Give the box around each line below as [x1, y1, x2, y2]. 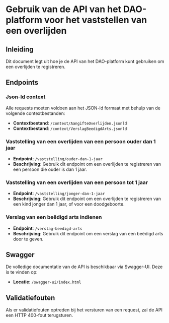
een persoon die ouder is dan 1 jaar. [13, 166, 87, 172]
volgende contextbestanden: [6, 110, 65, 116]
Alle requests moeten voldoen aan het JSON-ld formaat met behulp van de [6, 105, 160, 111]
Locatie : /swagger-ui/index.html [13, 279, 81, 285]
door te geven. [13, 236, 44, 242]
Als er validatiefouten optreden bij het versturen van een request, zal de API [6, 307, 163, 313]
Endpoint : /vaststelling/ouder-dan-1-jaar [13, 155, 103, 162]
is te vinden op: [6, 269, 38, 275]
